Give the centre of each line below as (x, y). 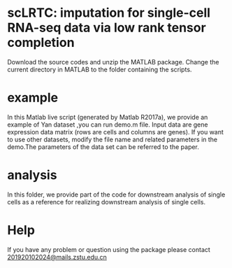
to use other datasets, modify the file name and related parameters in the (113, 139)
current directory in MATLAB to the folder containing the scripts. (100, 69)
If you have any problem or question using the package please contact (109, 249)
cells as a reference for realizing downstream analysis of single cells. (107, 202)
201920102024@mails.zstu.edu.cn (57, 257)
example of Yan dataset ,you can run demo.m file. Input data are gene (108, 125)
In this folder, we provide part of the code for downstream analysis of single (116, 195)
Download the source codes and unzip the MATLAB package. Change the (113, 62)
